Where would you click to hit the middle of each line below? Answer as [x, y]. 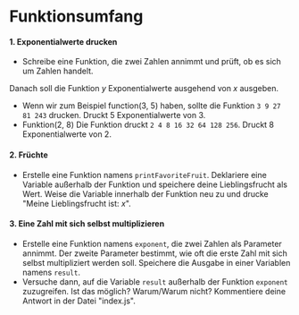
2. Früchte [29, 155]
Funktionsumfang [76, 17]
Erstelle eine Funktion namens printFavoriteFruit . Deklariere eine [145, 175]
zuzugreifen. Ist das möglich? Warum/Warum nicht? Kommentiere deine [154, 291]
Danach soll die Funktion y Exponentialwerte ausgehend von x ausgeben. [144, 89]
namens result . [51, 272]
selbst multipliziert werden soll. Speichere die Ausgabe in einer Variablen [156, 262]
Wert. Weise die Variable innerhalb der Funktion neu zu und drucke [145, 193]
